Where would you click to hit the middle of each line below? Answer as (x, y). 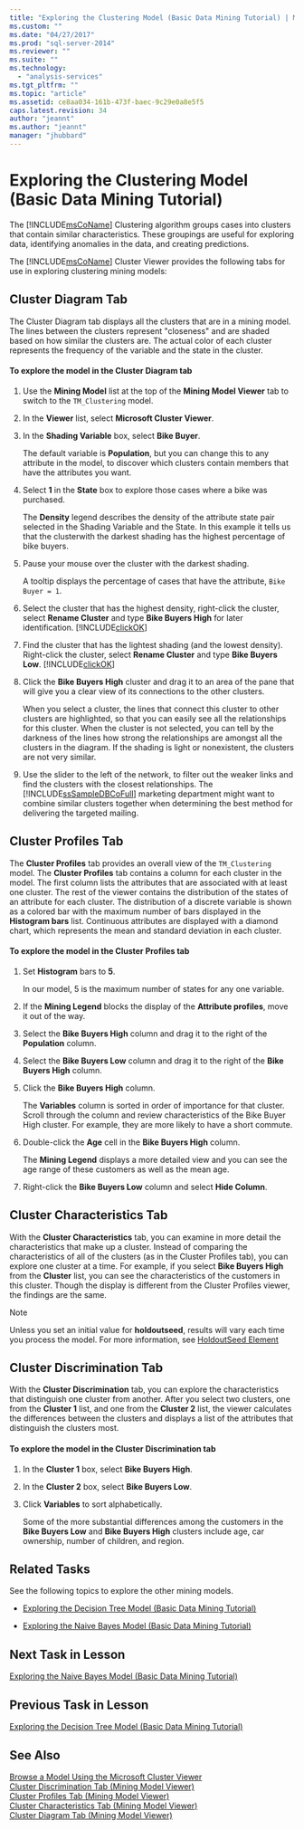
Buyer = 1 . (42, 590)
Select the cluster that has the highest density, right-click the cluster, (151, 608)
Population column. (59, 1043)
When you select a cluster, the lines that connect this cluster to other (151, 709)
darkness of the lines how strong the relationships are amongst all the (152, 738)
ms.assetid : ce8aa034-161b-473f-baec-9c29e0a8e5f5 (107, 102)
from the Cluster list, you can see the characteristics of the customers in (145, 1275)
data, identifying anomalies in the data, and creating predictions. (129, 243)
